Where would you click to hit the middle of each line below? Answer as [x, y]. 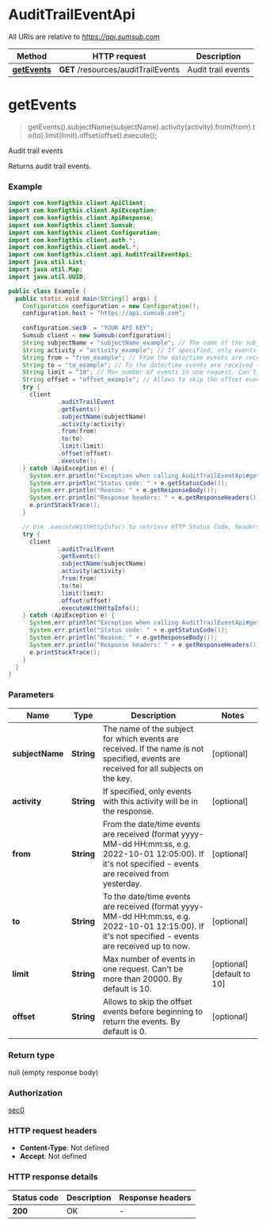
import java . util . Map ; [46, 270]
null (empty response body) [53, 1072]
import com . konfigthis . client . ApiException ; [83, 211]
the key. [118, 778]
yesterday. [122, 883]
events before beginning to [153, 1011]
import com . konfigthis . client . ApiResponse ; [81, 217]
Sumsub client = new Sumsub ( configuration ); [97, 336]
